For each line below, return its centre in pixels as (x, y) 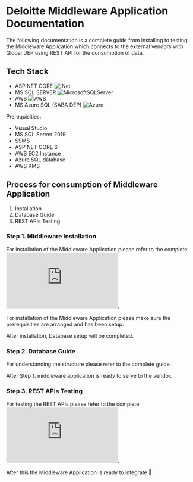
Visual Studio (31, 128)
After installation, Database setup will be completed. (70, 335)
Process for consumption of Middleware (82, 185)
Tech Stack (27, 72)
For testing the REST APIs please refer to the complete (73, 404)
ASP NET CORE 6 (36, 147)
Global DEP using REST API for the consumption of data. (75, 52)
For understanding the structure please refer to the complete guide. (89, 364)
